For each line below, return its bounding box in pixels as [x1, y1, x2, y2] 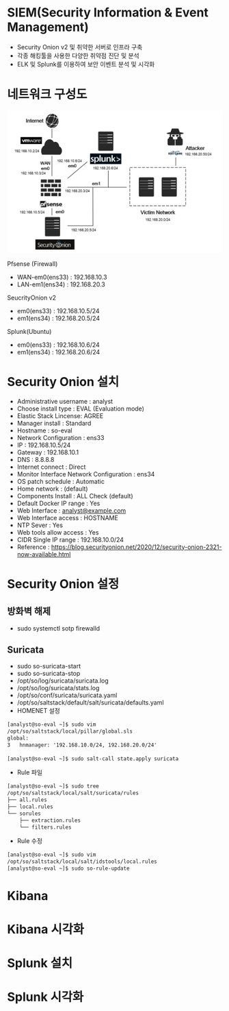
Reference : [16, 543, 50, 551]
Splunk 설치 [7, 955, 73, 971]
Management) [7, 19, 89, 35]
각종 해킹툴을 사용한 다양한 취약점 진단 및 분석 [16, 51, 139, 60]
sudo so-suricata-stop [16, 670, 81, 678]
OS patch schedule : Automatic [16, 477, 105, 485]
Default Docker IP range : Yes [16, 499, 100, 507]
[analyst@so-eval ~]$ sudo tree [7, 783, 99, 790]
